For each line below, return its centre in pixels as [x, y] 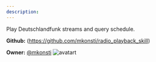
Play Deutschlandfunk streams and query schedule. [70, 29]
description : [23, 12]
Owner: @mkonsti [29, 52]
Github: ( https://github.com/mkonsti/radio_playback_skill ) [78, 40]
